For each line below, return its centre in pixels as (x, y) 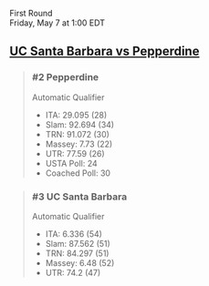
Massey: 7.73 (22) (79, 144)
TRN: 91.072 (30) (77, 134)
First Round (31, 13)
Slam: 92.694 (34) (80, 124)
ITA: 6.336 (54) (74, 234)
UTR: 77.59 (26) (75, 153)
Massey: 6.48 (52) (80, 262)
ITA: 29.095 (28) (76, 115)
